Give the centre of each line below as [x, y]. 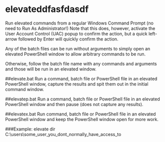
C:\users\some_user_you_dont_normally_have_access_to [63, 134]
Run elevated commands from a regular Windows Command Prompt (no [79, 23]
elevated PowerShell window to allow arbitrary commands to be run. [75, 54]
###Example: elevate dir [30, 129]
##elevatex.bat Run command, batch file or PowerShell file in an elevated [80, 114]
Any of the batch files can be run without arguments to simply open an [78, 48]
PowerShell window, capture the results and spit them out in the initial [77, 84]
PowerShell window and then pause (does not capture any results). [74, 104]
